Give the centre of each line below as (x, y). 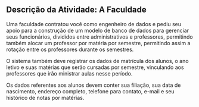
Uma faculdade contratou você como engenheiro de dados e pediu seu (94, 24)
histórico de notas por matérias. (45, 97)
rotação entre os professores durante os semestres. (70, 49)
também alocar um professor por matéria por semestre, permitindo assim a (98, 43)
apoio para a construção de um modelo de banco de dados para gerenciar (98, 30)
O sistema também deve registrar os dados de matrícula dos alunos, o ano (97, 61)
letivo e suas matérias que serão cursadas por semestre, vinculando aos (95, 67)
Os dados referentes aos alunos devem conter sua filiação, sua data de (94, 85)
